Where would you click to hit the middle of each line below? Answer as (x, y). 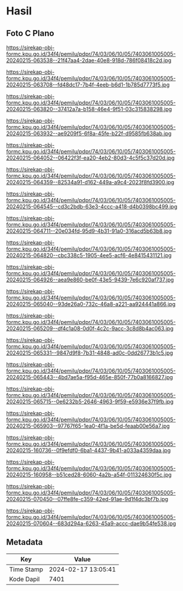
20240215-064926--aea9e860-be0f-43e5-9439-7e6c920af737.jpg (90, 280)
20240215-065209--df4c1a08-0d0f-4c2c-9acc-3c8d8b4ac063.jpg (90, 328)
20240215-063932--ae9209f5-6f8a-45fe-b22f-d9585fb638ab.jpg (89, 133)
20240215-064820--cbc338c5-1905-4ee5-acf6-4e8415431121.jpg (89, 255)
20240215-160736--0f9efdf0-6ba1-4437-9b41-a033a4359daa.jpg (89, 450)
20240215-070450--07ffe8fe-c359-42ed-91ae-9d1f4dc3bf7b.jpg (87, 499)
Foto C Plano (30, 33)
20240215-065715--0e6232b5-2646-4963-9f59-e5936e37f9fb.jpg (90, 401)
